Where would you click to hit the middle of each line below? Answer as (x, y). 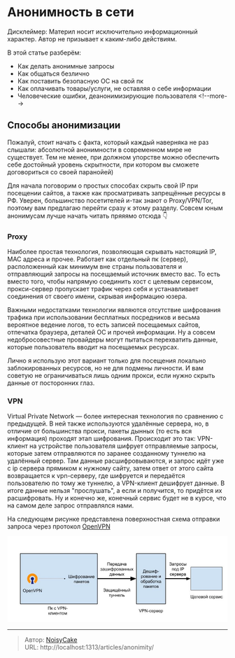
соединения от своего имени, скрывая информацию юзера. (97, 296)
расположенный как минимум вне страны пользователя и (95, 267)
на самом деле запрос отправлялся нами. (71, 505)
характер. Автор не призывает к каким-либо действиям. (92, 38)
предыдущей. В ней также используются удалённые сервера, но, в (108, 423)
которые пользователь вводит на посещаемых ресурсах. (93, 347)
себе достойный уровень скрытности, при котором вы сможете (103, 164)
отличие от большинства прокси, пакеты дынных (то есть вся (100, 431)
